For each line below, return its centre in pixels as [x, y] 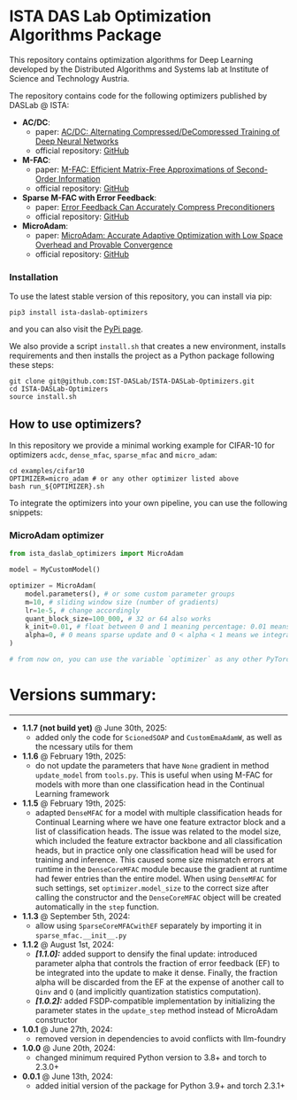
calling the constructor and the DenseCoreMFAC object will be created [158, 897]
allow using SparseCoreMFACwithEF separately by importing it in [148, 925]
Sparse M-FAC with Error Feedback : [89, 198]
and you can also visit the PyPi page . [76, 329]
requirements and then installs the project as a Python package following [142, 355]
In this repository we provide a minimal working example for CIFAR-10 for [142, 446]
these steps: [32, 365]
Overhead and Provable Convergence [104, 245]
